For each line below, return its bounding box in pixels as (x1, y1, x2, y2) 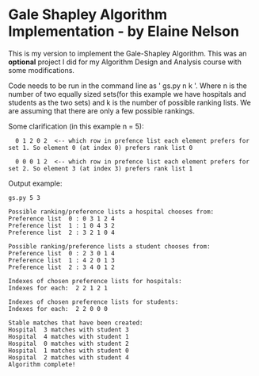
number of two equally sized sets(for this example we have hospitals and (8, 89, 247, 98)
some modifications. (8, 65, 75, 75)
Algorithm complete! (8, 360, 77, 368)
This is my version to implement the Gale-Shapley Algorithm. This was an (8, 48, 247, 58)
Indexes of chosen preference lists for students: (8, 297, 179, 306)
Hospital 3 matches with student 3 (8, 325, 129, 334)
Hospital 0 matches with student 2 (8, 340, 129, 347)
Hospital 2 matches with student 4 (8, 353, 129, 362)
